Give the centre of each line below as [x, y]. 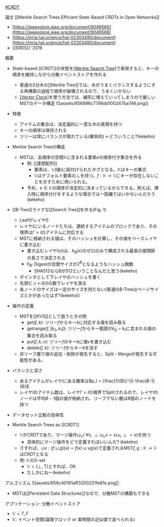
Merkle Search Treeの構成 [38, 147]
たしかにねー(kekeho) [49, 472]
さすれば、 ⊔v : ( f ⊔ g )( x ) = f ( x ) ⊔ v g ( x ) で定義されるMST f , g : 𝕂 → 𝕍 [88, 448]
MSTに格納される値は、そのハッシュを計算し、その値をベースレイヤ [88, 238]
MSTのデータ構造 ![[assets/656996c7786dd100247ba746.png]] [84, 103]
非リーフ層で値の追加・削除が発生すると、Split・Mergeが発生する [86, 354]
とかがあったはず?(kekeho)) [52, 296]
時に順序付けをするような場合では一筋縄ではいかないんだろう [93, 194]
